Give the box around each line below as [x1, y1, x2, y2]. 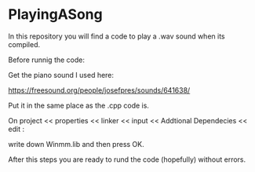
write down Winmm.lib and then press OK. [8, 139, 144, 148]
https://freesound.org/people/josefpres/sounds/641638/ [8, 85, 191, 95]
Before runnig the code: [8, 55, 85, 64]
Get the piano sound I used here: [8, 70, 115, 79]
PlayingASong [8, 5, 104, 24]
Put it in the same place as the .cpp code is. [8, 101, 149, 110]
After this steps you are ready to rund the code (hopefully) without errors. [8, 155, 246, 164]
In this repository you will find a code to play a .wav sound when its [8, 31, 225, 41]
